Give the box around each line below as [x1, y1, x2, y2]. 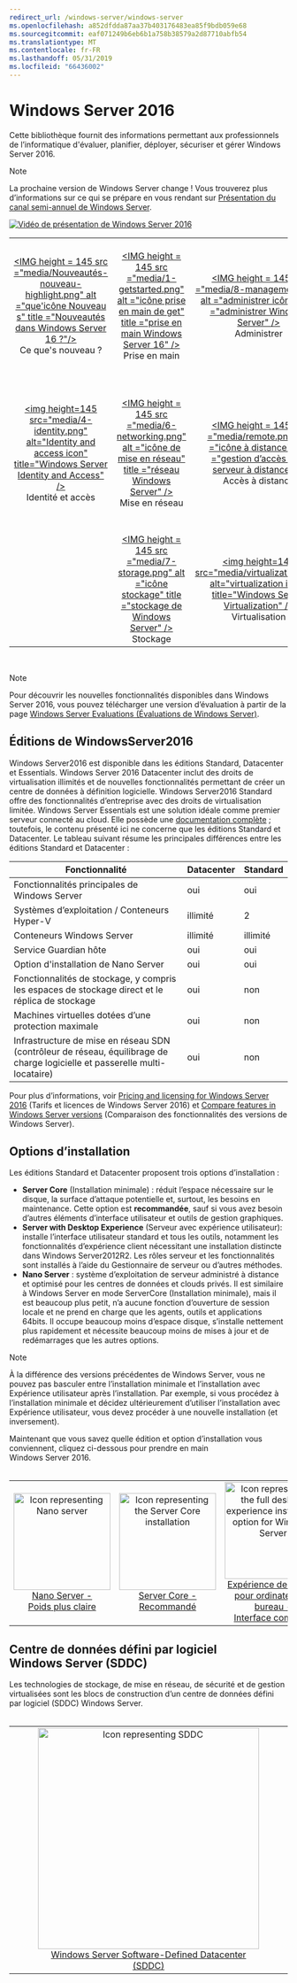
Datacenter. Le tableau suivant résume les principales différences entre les [9, 833, 282, 844]
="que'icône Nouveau [15, 299, 107, 312]
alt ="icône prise [117, 294, 187, 306]
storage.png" [118, 566, 173, 578]
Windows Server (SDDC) [9, 1655, 148, 1671]
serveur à [211, 463, 252, 475]
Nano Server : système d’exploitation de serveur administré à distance [21, 1269, 279, 1280]
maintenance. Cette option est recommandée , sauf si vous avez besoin [21, 1203, 283, 1214]
